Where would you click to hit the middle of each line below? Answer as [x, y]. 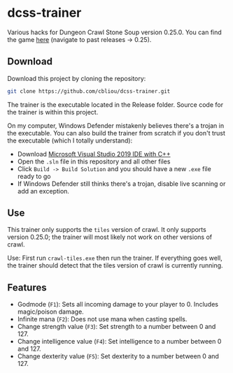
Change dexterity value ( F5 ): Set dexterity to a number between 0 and [118, 356]
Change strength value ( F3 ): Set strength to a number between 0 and [116, 327]
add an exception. [43, 191]
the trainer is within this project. [53, 112]
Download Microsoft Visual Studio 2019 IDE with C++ [94, 154]
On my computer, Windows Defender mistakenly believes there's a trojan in [116, 125]
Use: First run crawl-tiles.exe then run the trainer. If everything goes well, [115, 258]
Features [27, 287]
